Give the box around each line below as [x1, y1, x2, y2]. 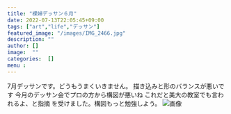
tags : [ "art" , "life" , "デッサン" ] [7, 23, 100, 30]
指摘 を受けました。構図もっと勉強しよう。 [37, 99, 161, 108]
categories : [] [7, 56, 54, 63]
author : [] [7, 42, 39, 49]
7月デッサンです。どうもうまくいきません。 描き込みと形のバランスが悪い [7, 81, 218, 90]
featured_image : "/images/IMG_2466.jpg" [7, 29, 127, 37]
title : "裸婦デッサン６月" [7, 10, 77, 17]
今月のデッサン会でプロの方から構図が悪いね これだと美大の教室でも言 [15, 90, 218, 99]
